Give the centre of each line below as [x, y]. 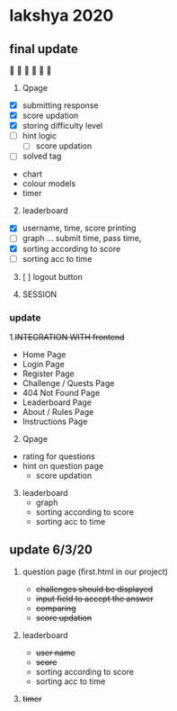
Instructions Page [55, 421]
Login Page [43, 364]
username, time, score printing [79, 228]
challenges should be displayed [94, 589]
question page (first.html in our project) [95, 571]
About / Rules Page [58, 411]
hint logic [39, 136]
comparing [56, 607]
